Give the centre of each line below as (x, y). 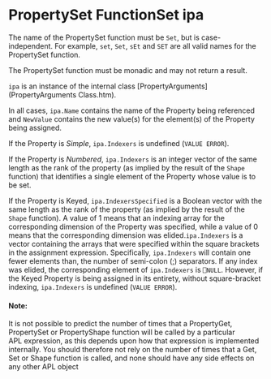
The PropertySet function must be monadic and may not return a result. (128, 70)
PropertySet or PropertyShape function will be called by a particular (122, 332)
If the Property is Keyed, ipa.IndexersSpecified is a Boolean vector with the (135, 200)
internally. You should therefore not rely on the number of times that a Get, (133, 350)
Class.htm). (97, 94)
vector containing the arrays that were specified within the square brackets (134, 243)
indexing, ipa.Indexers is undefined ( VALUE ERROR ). (93, 286)
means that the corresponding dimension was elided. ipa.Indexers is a (126, 235)
